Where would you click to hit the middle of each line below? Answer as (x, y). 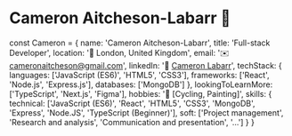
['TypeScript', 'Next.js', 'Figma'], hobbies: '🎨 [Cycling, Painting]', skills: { (141, 93)
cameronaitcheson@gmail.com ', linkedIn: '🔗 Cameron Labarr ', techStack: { (146, 65)
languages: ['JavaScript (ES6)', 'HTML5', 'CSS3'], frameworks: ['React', (139, 75)
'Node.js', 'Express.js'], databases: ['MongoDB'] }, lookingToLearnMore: (141, 84)
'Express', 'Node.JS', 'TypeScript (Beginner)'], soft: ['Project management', (146, 112)
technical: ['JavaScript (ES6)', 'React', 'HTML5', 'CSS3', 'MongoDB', (132, 103)
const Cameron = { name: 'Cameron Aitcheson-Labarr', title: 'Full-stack (140, 43)
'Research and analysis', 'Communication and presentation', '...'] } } (132, 122)
